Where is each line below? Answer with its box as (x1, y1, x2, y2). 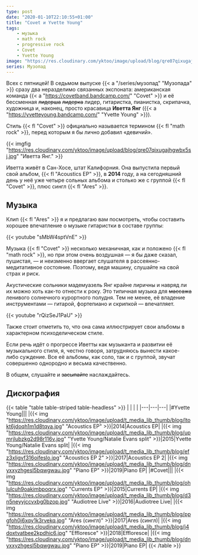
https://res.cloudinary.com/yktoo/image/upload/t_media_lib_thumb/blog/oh (8, 479, 191, 486)
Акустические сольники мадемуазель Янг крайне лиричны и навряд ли (6, 282, 187, 289)
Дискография (6, 388, 60, 399)
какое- (163, 347, 180, 354)
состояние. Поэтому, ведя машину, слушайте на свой (43, 264, 180, 271)
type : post (6, 8, 33, 15)
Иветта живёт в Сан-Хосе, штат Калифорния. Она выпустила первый (6, 164, 180, 171)
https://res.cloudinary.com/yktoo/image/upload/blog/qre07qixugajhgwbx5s (8, 146, 192, 154)
